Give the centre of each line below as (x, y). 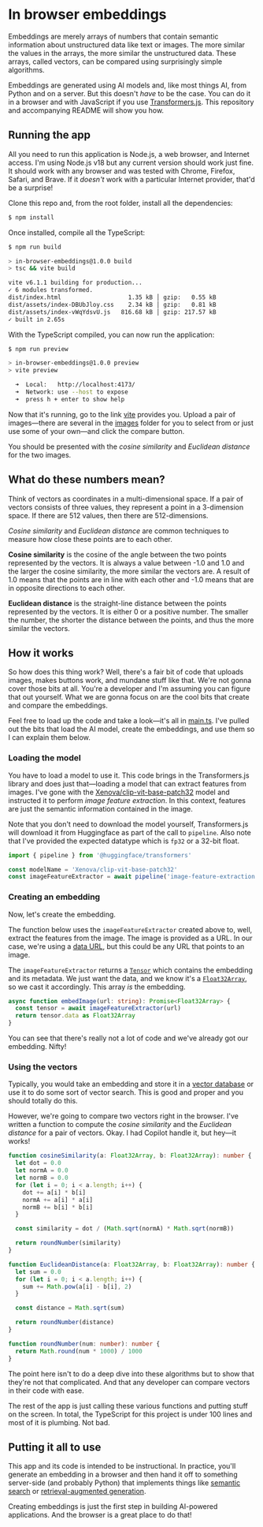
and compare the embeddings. (58, 706)
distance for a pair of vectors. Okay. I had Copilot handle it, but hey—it (122, 1133)
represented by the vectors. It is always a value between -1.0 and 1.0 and (126, 562)
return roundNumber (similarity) (69, 1243)
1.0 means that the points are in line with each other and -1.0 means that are (131, 579)
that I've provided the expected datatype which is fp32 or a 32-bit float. (124, 841)
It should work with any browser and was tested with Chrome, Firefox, (122, 170)
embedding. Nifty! (37, 1047)
